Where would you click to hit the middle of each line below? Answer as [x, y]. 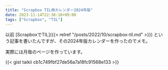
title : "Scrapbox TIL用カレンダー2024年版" [49, 10]
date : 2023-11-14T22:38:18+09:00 [41, 15]
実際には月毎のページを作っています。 [45, 52]
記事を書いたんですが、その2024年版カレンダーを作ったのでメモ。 [80, 41]
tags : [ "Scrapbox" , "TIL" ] [34, 19]
